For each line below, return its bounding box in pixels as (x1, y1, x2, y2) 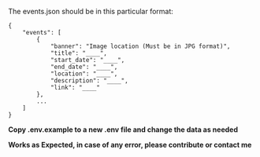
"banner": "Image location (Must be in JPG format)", (50, 42, 231, 50)
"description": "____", (50, 77, 128, 85)
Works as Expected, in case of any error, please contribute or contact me (8, 141, 252, 149)
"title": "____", (50, 49, 108, 57)
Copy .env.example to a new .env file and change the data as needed (8, 125, 239, 134)
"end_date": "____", (50, 63, 118, 71)
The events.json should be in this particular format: (8, 7, 173, 16)
